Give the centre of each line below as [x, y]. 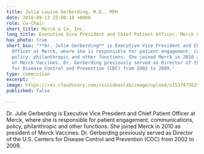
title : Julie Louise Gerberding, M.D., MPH [62, 12]
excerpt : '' [21, 79]
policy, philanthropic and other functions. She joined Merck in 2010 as [93, 126]
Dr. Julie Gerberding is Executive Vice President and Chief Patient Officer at [101, 113]
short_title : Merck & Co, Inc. [46, 29]
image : [15, 85]
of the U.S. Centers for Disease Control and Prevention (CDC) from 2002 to [100, 139]
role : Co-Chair [25, 23]
